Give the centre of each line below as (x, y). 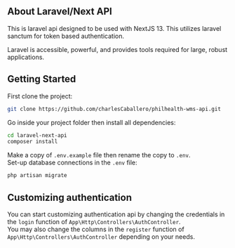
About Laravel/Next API (60, 12)
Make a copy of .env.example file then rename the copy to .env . (99, 155)
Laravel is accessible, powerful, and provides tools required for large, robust (117, 49)
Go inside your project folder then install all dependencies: (92, 122)
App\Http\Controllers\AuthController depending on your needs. (101, 236)
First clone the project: (40, 96)
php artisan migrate (38, 176)
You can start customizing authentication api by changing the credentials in (116, 214)
